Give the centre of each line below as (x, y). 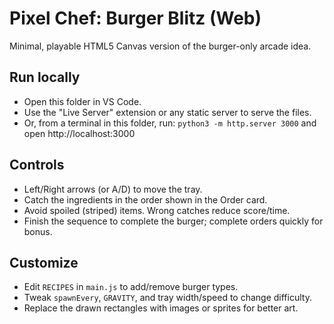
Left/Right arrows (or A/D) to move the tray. (113, 189)
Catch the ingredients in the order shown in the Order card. (145, 199)
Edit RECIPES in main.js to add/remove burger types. (131, 287)
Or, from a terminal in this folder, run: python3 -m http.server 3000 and (170, 123)
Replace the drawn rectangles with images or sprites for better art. (161, 308)
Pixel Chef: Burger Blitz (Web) (135, 18)
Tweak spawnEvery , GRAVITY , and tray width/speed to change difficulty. (167, 298)
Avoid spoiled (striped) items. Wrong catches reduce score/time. (157, 210)
